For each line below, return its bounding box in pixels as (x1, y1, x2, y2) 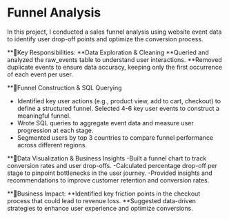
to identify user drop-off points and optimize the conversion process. (7, 34, 203, 43)
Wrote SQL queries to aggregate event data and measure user (17, 118, 195, 127)
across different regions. (17, 140, 88, 149)
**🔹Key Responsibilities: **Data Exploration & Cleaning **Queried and (7, 48, 209, 56)
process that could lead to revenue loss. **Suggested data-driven (7, 196, 197, 205)
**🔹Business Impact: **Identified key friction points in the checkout (7, 189, 201, 198)
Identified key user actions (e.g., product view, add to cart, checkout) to (17, 96, 221, 105)
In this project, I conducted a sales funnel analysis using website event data (7, 28, 222, 36)
